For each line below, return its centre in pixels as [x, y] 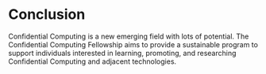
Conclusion [47, 15]
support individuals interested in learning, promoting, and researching [122, 53]
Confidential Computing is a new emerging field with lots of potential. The [129, 36]
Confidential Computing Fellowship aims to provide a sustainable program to [133, 44]
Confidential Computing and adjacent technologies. [93, 61]
